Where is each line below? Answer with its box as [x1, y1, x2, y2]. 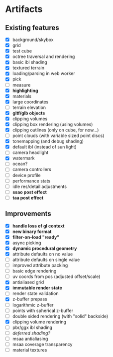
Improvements [5, 209, 51, 218]
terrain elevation [12, 104, 46, 110]
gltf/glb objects [12, 110, 45, 116]
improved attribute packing [12, 262, 68, 268]
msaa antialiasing [12, 335, 48, 341]
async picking [12, 239, 41, 245]
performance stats [12, 177, 51, 183]
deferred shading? [12, 330, 51, 336]
